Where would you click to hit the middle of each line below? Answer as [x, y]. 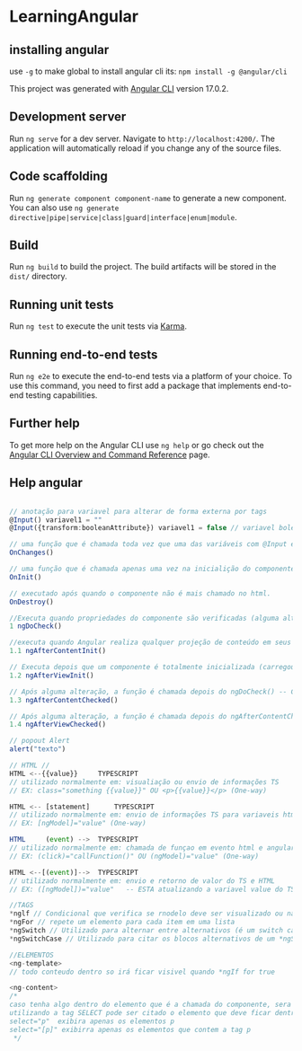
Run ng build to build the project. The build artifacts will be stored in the [143, 267]
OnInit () [26, 577]
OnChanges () [31, 553]
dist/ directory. [38, 277]
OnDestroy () [31, 602]
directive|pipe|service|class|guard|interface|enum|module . [123, 216]
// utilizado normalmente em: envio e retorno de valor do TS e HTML [142, 881]
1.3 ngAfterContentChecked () [64, 700]
